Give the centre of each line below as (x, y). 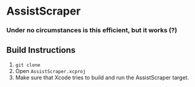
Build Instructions (41, 50)
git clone (28, 65)
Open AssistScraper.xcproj (50, 71)
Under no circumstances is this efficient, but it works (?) (92, 30)
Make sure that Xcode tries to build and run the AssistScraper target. (102, 77)
